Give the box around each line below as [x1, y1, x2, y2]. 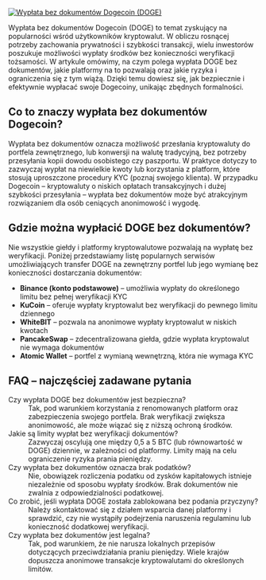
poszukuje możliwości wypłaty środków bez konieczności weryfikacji [8, 49, 235, 57]
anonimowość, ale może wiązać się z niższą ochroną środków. [28, 421, 233, 430]
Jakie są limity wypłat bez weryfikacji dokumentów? [8, 429, 179, 438]
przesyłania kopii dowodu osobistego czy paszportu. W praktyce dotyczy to [8, 155, 257, 165]
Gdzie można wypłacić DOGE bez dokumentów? [8, 221, 252, 235]
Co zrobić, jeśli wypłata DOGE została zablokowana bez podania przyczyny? [8, 496, 259, 506]
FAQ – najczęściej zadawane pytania [8, 374, 192, 388]
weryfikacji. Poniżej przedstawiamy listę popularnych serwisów [8, 251, 216, 261]
